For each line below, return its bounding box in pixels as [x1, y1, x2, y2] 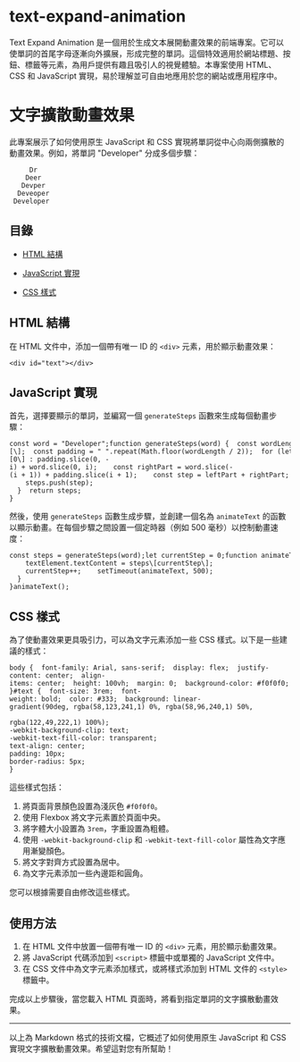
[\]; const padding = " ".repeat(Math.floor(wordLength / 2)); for [9, 447, 274, 457]
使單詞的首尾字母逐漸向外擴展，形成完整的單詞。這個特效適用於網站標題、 [9, 47, 283, 59]
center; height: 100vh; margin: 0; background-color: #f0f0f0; [37, 679, 290, 688]
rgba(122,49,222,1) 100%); [9, 718, 110, 728]
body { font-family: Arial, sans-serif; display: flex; [9, 663, 229, 672]
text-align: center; [9, 742, 87, 751]
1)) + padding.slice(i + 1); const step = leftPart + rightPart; [29, 471, 290, 480]
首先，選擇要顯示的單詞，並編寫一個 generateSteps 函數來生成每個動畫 [9, 410, 270, 421]
